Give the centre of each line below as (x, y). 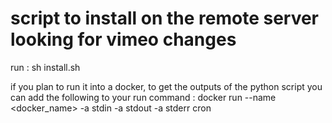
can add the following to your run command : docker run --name (143, 97)
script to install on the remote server (165, 18)
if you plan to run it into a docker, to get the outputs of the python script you (166, 86)
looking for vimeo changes (123, 39)
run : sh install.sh (45, 67)
